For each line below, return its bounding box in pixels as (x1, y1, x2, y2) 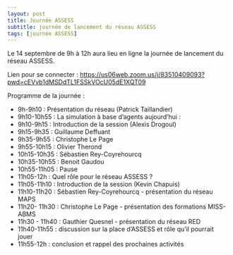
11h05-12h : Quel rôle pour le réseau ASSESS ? (17, 173, 153, 181)
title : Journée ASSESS (7, 17, 74, 24)
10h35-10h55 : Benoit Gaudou (17, 158, 104, 166)
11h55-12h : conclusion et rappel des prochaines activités (17, 240, 184, 249)
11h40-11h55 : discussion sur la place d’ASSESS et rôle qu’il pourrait (17, 225, 214, 233)
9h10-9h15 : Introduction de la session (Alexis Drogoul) (17, 120, 177, 129)
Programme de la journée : (7, 92, 85, 100)
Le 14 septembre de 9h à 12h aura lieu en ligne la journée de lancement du (7, 49, 224, 58)
